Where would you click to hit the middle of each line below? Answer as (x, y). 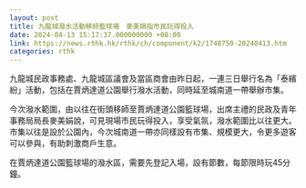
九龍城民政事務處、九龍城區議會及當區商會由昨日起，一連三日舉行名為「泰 (149, 79)
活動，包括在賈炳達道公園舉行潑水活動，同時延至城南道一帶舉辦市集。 (157, 90)
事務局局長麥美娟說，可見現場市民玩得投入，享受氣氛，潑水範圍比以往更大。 (153, 121)
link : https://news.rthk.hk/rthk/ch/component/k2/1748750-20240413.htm (148, 43)
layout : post (34, 18)
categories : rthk (42, 52)
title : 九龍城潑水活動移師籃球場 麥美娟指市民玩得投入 (102, 26)
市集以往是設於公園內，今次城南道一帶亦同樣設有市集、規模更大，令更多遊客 (153, 132)
